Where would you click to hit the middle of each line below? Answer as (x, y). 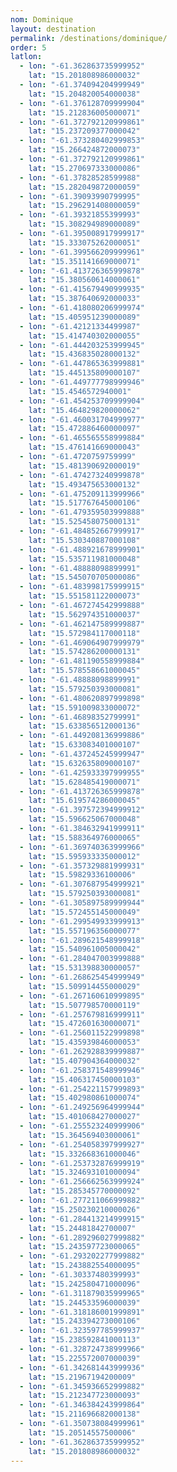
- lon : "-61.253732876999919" (82, 1163)
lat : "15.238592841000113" (84, 1340)
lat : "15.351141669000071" (84, 261)
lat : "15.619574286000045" (84, 801)
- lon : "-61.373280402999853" (82, 141)
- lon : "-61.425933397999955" (82, 772)
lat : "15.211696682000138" (84, 1414)
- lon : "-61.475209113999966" (82, 494)
